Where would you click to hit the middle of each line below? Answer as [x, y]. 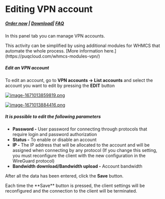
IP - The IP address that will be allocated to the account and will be [81, 145]
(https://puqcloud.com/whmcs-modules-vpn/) [53, 56]
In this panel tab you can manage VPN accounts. [55, 36]
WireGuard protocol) [33, 161]
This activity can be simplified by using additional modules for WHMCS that [83, 45]
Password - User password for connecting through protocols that [80, 129]
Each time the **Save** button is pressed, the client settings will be [75, 185]
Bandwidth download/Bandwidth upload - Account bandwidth [78, 166]
